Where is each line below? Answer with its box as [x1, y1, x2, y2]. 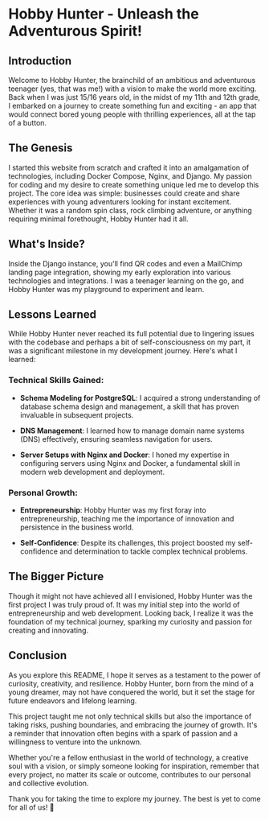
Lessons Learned [8, 307, 96, 322]
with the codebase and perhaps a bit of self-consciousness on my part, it [8, 337, 251, 347]
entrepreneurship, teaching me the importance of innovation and [19, 514, 234, 524]
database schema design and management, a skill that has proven [19, 402, 239, 411]
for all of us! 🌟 [8, 802, 55, 812]
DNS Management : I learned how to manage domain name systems [19, 426, 245, 435]
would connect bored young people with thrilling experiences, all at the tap [8, 109, 256, 119]
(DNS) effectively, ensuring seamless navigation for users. [19, 434, 213, 443]
